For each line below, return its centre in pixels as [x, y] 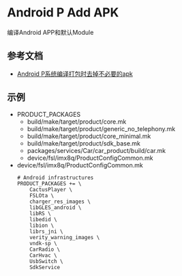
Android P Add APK [63, 13]
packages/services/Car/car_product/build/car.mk [96, 150]
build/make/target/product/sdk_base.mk [84, 143]
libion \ [42, 225]
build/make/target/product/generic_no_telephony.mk [101, 128]
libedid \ [43, 219]
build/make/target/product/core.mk [77, 122]
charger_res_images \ [60, 202]
